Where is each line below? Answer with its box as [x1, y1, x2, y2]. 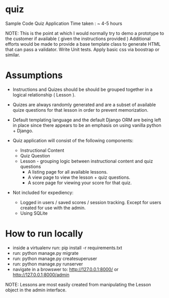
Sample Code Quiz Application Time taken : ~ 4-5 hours [5, 20, 123, 26]
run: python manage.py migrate [12, 250, 79, 256]
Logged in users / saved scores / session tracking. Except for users [20, 199, 161, 205]
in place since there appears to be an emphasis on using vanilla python [12, 122, 161, 128]
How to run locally [5, 228, 83, 240]
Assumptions [5, 70, 63, 81]
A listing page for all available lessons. [27, 169, 108, 175]
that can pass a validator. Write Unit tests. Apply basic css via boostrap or [5, 46, 160, 52]
